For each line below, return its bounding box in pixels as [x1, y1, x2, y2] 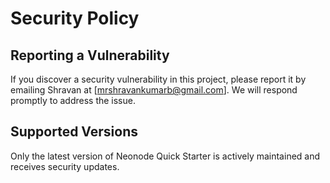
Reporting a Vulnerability [10, 47, 170, 64]
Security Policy [10, 7, 140, 30]
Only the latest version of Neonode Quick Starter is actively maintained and [10, 150, 321, 162]
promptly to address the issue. [10, 95, 136, 106]
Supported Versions [10, 123, 138, 141]
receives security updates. [10, 160, 120, 172]
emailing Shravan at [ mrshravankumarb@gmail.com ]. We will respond [10, 84, 298, 96]
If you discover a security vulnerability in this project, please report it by [10, 73, 307, 85]
